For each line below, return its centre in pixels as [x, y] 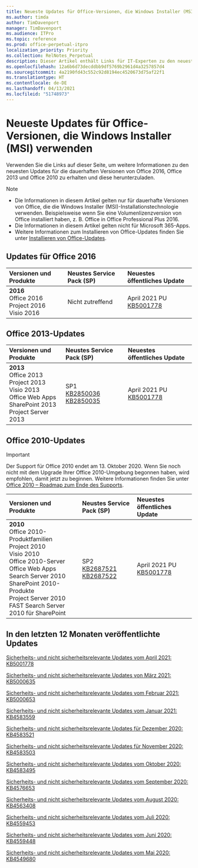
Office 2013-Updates [46, 334]
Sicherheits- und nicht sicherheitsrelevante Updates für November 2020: [95, 746]
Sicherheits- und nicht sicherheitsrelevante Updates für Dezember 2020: [95, 728]
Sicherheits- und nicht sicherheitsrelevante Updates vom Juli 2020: [88, 817]
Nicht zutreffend [90, 302]
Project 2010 [27, 546]
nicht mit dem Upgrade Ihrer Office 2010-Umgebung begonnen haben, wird [98, 472]
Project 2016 [27, 305]
